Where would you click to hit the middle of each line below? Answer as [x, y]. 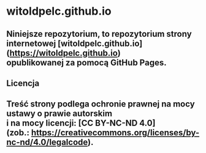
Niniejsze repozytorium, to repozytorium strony [99, 34]
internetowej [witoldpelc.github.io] [74, 43]
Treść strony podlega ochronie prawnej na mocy [101, 104]
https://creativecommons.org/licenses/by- [115, 133]
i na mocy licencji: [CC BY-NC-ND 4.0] [81, 123]
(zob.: [18, 133]
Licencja [23, 83]
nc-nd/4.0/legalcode [47, 142]
